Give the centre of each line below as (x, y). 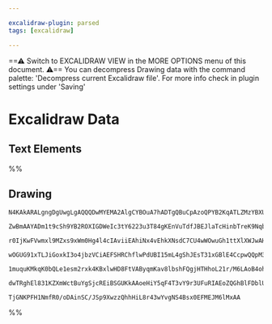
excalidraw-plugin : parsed (54, 23)
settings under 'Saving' (47, 87)
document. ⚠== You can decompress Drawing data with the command (127, 69)
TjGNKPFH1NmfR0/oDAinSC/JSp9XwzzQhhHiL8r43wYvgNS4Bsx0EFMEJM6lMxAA (125, 298)
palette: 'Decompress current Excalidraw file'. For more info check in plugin (134, 78)
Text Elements (45, 149)
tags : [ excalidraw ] (41, 30)
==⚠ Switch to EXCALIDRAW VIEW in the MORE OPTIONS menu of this (127, 61)
